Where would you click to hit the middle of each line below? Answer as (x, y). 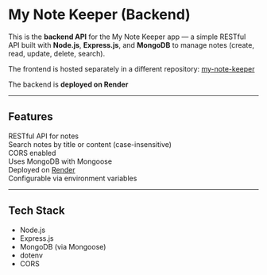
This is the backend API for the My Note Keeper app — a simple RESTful (127, 37)
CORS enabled (32, 153)
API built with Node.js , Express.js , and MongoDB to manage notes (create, (131, 45)
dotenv (31, 255)
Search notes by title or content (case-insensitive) (90, 144)
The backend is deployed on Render (68, 84)
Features (31, 117)
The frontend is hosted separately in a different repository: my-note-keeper (132, 68)
